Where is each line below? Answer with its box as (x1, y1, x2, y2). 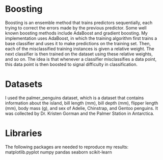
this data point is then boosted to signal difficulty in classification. (5, 61, 137, 67)
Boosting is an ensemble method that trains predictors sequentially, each (5, 20, 153, 26)
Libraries (5, 128, 42, 139)
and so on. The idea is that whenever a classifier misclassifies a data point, (5, 56, 157, 62)
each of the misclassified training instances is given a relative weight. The (5, 46, 155, 52)
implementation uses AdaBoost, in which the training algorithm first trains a (5, 35, 157, 41)
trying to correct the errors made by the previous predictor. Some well (5, 25, 147, 30)
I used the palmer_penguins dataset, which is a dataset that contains (5, 95, 144, 101)
